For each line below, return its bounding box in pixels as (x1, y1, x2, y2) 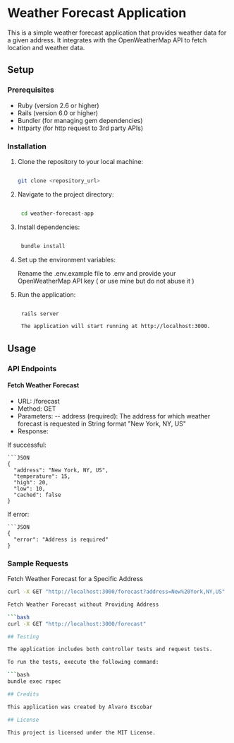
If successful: (7, 440, 47, 449)
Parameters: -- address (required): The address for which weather (17, 411, 211, 420)
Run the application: (17, 290, 76, 298)
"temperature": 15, (13, 472, 71, 480)
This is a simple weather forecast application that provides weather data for (7, 28, 227, 37)
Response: (17, 426, 49, 435)
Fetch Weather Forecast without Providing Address (7, 601, 159, 608)
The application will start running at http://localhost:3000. (20, 323, 211, 330)
